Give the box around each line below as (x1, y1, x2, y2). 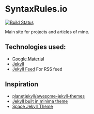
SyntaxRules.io (5, 3, 68, 15)
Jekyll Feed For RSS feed (12, 66, 63, 72)
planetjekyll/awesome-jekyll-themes (12, 93, 85, 99)
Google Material (12, 56, 45, 62)
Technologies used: (5, 43, 66, 51)
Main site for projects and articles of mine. (5, 29, 90, 34)
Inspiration (5, 80, 39, 88)
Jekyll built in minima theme (12, 98, 68, 104)
